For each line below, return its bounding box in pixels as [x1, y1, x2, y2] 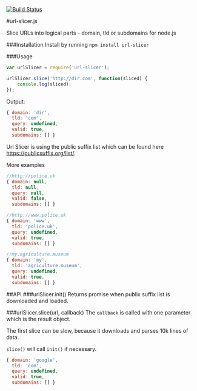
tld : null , [12, 184, 39, 191]
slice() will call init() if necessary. [6, 345, 97, 352]
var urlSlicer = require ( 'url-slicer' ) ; [6, 64, 110, 70]
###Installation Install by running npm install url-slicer [6, 41, 150, 48]
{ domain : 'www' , [6, 218, 50, 224]
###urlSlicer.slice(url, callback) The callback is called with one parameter [6, 308, 191, 316]
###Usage [6, 53, 33, 60]
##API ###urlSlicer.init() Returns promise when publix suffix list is [6, 290, 170, 297]
